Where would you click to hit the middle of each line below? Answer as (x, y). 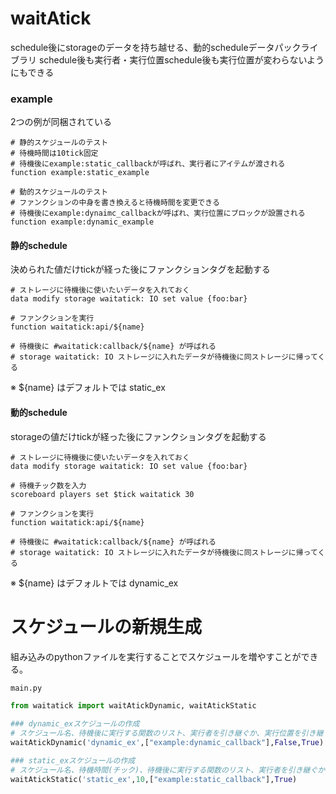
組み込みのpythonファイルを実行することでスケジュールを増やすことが (156, 656)
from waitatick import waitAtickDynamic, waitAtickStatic (133, 706)
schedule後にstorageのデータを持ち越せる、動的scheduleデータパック (156, 47)
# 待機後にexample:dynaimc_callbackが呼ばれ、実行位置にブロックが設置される (158, 213)
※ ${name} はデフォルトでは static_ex (88, 388)
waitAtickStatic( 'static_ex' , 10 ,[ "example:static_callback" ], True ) (154, 779)
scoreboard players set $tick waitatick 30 (102, 494)
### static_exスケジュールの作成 (73, 760)
